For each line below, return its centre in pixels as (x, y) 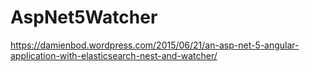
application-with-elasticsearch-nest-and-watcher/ (114, 55)
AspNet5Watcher (84, 17)
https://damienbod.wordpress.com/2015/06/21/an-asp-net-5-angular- (155, 45)
